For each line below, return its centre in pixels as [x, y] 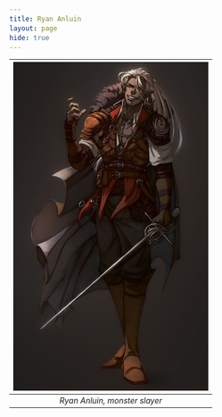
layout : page [33, 28]
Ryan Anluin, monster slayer [111, 401]
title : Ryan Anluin [45, 19]
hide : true [29, 38]
